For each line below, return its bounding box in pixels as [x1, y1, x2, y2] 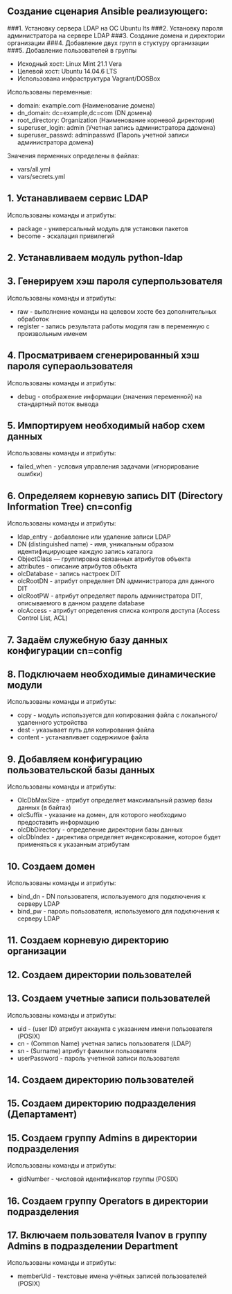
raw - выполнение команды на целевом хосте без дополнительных [17, 307, 217, 315]
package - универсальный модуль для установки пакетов [17, 224, 188, 233]
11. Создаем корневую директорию [7, 934, 170, 946]
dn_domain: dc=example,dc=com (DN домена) [17, 108, 152, 117]
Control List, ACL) [17, 614, 68, 622]
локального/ [181, 711, 218, 719]
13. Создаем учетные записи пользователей [7, 993, 211, 1005]
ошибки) [17, 470, 43, 478]
